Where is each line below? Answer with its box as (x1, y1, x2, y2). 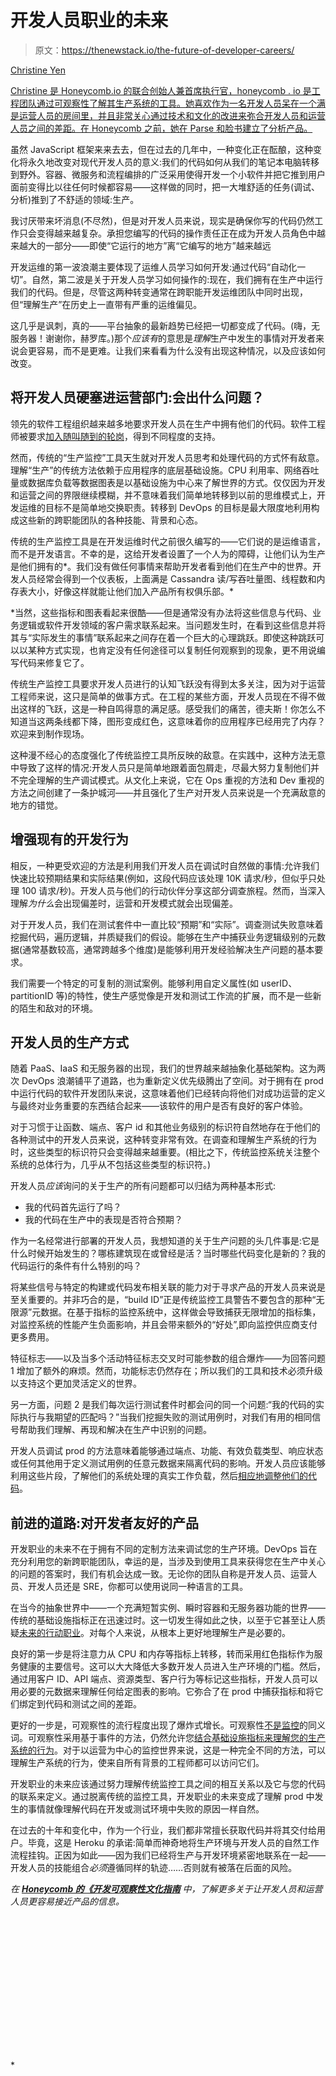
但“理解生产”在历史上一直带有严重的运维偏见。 (10, 298, 203, 310)
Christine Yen (10, 64, 66, 76)
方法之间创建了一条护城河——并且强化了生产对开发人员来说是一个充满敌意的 (10, 786, 326, 798)
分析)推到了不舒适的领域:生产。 (10, 193, 140, 205)
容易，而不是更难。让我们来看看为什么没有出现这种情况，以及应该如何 (36, 344, 326, 356)
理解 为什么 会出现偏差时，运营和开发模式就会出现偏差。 (10, 897, 238, 909)
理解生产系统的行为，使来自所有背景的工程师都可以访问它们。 (10, 1757, 265, 1769)
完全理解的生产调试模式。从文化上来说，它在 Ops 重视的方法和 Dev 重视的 (18, 774, 325, 786)
